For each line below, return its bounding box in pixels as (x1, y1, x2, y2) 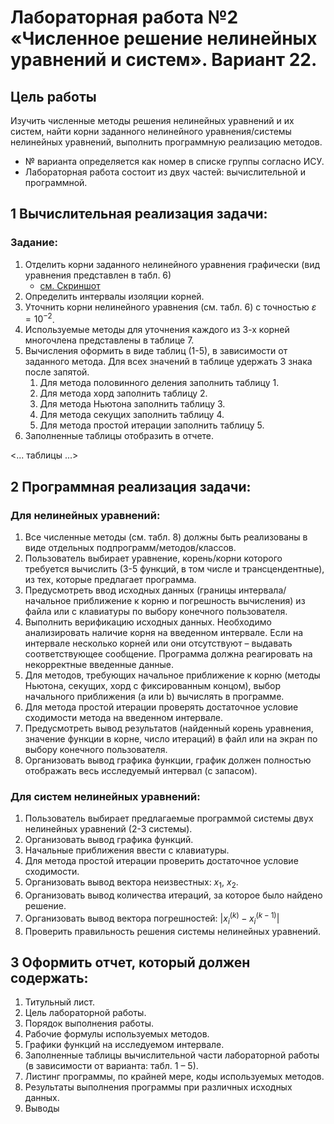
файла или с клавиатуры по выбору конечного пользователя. (24, 606, 288, 618)
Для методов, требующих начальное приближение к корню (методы (24, 669, 321, 681)
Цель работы (10, 88, 97, 105)
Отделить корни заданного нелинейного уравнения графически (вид (24, 258, 321, 270)
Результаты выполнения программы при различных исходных (24, 1081, 293, 1093)
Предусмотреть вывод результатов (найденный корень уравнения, (24, 722, 314, 735)
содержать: (10, 969, 89, 986)
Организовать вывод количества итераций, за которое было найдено (24, 889, 323, 901)
